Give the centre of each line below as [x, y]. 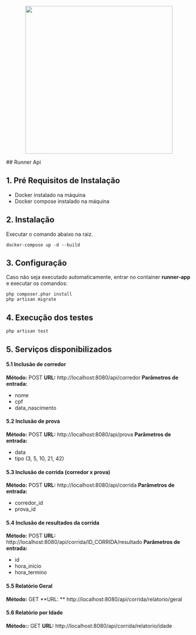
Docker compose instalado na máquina [62, 201]
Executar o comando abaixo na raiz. [49, 234]
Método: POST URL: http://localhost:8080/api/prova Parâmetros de [89, 435]
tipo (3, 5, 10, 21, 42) [39, 459]
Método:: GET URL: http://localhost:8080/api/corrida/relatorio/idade [89, 626]
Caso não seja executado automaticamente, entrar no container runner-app [98, 277]
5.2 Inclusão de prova [33, 421]
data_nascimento [36, 407]
